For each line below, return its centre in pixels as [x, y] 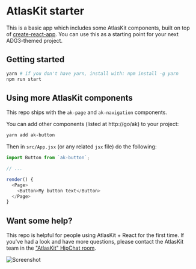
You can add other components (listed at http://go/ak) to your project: [93, 124]
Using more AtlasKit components [70, 98]
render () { [20, 179]
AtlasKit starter [45, 11]
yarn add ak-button [31, 135]
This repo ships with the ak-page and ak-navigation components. [87, 112]
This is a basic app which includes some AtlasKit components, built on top [98, 28]
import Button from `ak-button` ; [48, 158]
